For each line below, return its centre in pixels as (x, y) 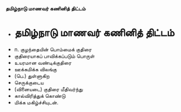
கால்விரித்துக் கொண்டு (40, 95)
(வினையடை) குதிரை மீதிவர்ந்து (48, 89)
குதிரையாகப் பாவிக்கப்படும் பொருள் (54, 56)
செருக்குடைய (29, 83)
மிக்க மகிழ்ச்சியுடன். (36, 102)
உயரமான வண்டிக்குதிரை (43, 62)
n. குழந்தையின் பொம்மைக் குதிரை (53, 49)
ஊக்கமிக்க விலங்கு (35, 69)
